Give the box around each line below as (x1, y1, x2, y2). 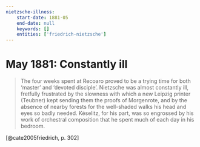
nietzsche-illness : (5, 8, 55, 15)
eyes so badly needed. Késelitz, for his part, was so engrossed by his (20, 109, 194, 117)
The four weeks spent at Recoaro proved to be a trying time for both (20, 77, 192, 85)
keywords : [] (16, 25, 50, 32)
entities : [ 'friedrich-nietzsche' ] (16, 31, 107, 38)
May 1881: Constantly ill (5, 57, 128, 71)
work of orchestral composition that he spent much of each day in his (20, 116, 195, 123)
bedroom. (20, 122, 45, 130)
